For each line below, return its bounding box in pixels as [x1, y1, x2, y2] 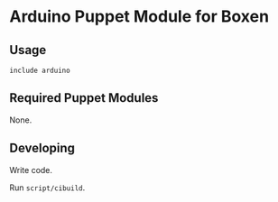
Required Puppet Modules [9, 90, 159, 106]
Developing [9, 141, 75, 156]
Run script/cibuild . [9, 182, 86, 193]
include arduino [9, 66, 70, 75]
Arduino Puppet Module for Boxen [9, 6, 269, 27]
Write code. [9, 164, 52, 175]
